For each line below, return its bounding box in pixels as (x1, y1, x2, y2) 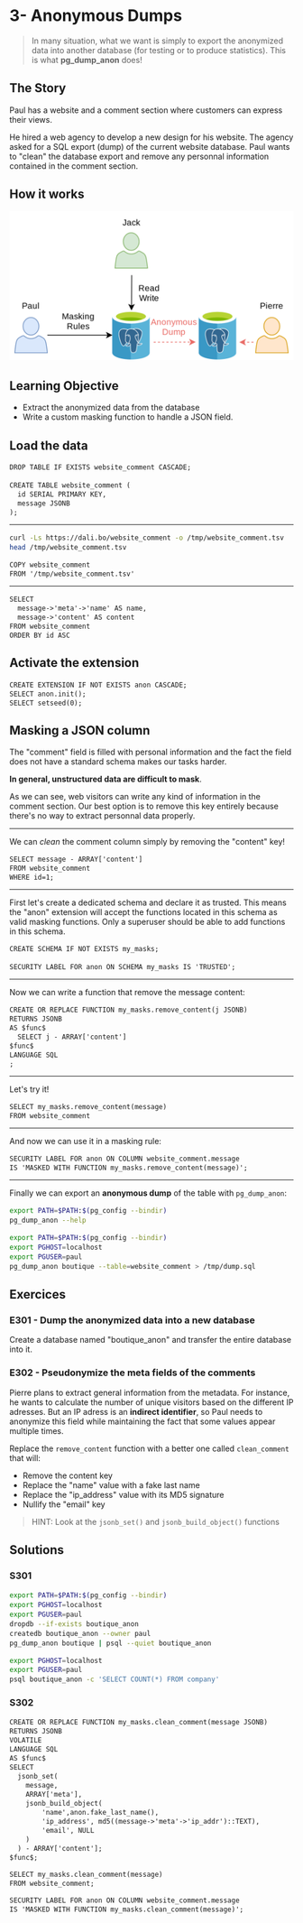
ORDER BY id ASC (9, 631, 70, 640)
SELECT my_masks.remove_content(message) (9, 1103, 168, 1112)
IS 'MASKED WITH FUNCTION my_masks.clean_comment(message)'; (9, 1905, 244, 1914)
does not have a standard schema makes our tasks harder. (9, 756, 227, 767)
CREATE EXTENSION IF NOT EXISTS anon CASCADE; (9, 680, 188, 689)
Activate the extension (9, 655, 140, 670)
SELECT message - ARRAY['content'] (9, 855, 143, 864)
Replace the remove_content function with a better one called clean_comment (9, 1443, 290, 1454)
